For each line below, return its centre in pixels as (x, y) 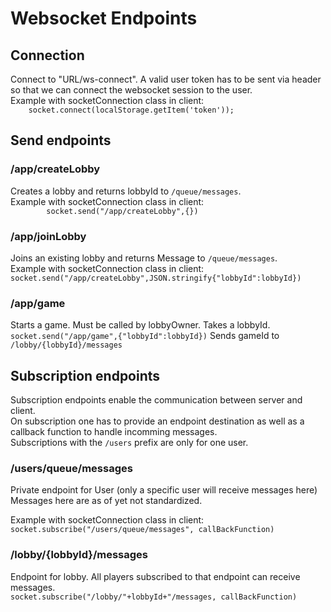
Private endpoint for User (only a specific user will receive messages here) (164, 490)
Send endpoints (61, 140)
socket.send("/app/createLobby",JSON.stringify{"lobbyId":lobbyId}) (156, 278)
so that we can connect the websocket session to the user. (131, 90)
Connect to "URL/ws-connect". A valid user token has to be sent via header (166, 79)
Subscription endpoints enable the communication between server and (156, 400)
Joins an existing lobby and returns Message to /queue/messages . (144, 258)
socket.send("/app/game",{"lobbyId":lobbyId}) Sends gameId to (145, 336)
